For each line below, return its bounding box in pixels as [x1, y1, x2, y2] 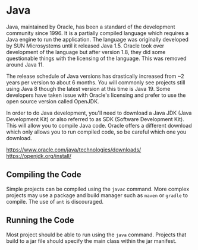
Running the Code [6, 215, 74, 226]
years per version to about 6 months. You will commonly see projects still [6, 78, 186, 86]
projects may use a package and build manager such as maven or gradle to [6, 191, 188, 199]
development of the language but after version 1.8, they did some [6, 48, 166, 55]
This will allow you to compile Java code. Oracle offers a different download [6, 122, 192, 129]
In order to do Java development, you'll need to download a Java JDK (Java [6, 109, 192, 116]
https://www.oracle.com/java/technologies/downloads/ [6, 146, 142, 153]
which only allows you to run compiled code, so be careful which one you [6, 128, 187, 135]
